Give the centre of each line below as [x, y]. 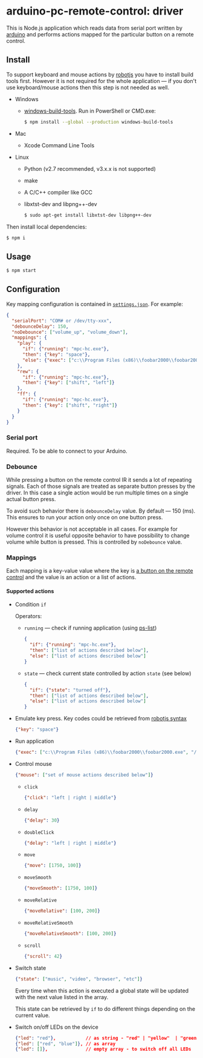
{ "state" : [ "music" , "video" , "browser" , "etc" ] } [79, 979]
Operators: [28, 616]
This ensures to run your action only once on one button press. [85, 517]
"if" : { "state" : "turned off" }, [70, 690]
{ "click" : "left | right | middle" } [70, 797]
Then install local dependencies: [47, 227]
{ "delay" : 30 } [42, 820]
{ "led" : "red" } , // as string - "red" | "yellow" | [96, 1038]
